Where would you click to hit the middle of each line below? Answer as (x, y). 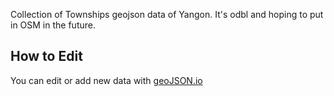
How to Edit (46, 56)
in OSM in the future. (53, 25)
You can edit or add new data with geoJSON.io (106, 80)
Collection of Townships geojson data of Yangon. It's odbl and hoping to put (167, 14)
